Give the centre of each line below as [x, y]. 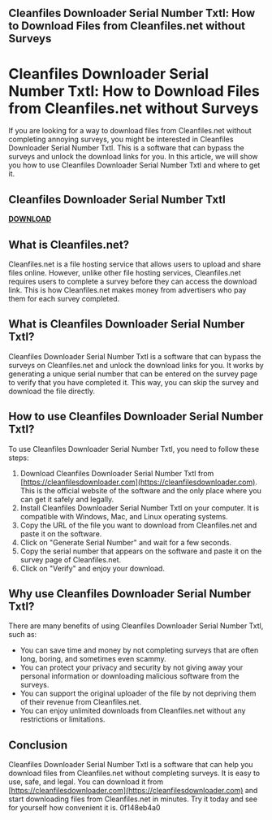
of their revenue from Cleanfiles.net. [81, 702]
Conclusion [38, 745]
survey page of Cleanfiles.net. [71, 559]
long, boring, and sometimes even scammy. [93, 659]
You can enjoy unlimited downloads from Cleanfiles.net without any [133, 711]
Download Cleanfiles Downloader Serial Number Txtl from [117, 473]
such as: [23, 635]
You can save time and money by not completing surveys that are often [139, 650]
